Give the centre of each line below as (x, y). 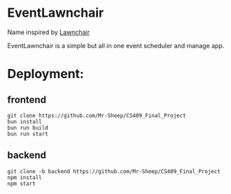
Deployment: (45, 74)
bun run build (28, 128)
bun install (24, 121)
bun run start (28, 134)
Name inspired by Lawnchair (48, 32)
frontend (27, 99)
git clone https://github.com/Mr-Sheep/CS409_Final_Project (97, 115)
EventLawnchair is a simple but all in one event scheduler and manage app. (116, 45)
